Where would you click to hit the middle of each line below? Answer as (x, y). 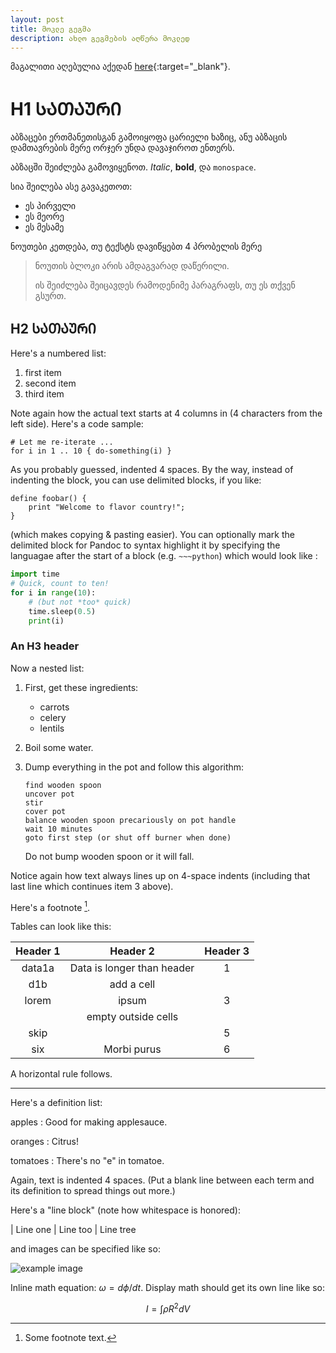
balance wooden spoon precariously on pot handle (130, 820)
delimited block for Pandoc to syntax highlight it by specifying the (145, 545)
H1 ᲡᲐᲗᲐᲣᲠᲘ (66, 108)
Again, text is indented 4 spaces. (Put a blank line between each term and (162, 1180)
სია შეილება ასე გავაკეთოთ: (71, 187)
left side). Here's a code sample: (77, 424)
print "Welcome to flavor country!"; (107, 507)
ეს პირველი (50, 206)
